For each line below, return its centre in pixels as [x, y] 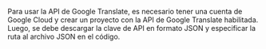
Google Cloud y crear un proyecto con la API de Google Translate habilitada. [133, 20]
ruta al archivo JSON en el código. [64, 36]
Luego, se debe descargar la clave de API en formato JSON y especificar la [132, 28]
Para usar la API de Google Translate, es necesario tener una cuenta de [125, 11]
